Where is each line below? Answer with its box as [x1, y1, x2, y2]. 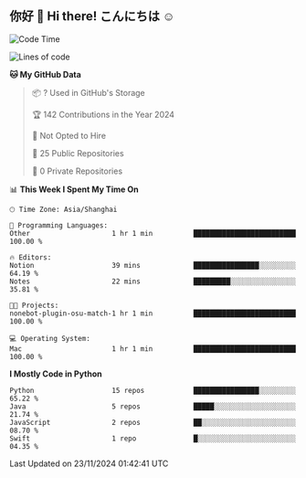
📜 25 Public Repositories [31, 147, 125, 158]
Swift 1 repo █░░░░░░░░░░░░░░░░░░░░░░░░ [9, 433, 297, 443]
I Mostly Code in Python [9, 368, 102, 379]
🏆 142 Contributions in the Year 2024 [31, 109, 175, 120]
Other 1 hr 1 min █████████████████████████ [9, 228, 297, 238]
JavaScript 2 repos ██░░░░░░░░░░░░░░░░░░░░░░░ [9, 418, 297, 427]
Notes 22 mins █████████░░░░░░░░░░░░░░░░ [9, 277, 297, 286]
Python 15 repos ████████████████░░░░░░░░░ [9, 386, 297, 395]
